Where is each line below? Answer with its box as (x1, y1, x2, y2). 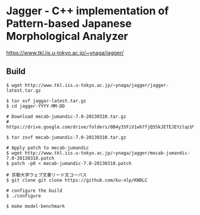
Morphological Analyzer (6, 30, 129, 43)
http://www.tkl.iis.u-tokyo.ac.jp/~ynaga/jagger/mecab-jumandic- (24, 150, 190, 156)
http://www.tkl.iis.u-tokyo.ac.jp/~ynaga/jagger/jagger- (24, 82, 169, 88)
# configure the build (6, 188, 62, 194)
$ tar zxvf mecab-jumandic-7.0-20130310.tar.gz (6, 134, 127, 141)
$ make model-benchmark (6, 203, 65, 209)
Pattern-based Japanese (6, 17, 132, 30)
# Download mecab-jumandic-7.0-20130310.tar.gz (6, 113, 127, 120)
